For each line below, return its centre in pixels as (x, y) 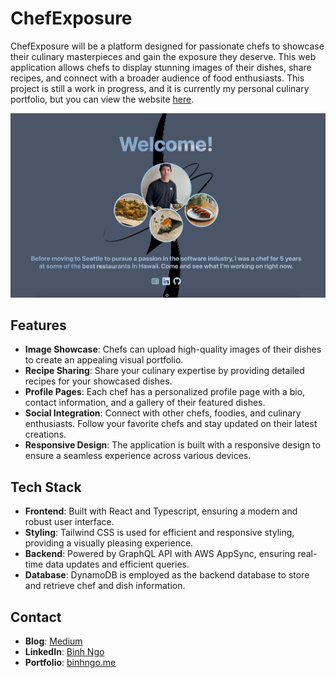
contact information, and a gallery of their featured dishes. (145, 403)
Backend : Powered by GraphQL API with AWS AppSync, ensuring (160, 554)
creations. (45, 434)
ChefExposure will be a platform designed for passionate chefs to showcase (167, 46)
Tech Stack (46, 487)
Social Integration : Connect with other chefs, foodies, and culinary (163, 413)
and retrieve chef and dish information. (105, 586)
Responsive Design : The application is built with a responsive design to (172, 445)
